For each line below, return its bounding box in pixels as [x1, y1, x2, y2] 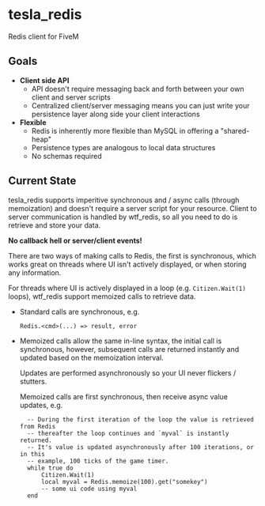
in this [19, 450, 45, 458]
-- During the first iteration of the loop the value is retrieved [27, 415, 255, 424]
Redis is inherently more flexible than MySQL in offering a [31, 126, 219, 135]
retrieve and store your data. [8, 220, 101, 230]
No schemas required [31, 151, 102, 160]
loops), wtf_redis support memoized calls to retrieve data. [8, 291, 196, 301]
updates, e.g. [19, 400, 63, 410]
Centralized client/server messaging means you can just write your [31, 100, 250, 110]
